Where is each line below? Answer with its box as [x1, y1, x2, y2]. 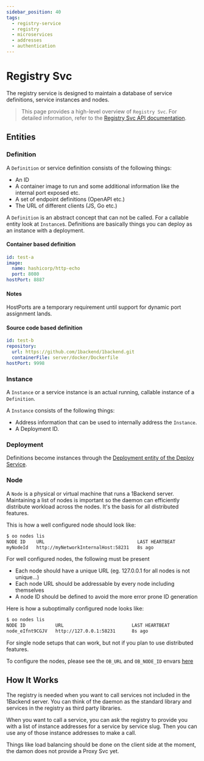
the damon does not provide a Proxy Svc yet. [6, 747, 119, 754]
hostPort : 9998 [6, 360, 45, 366]
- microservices [12, 32, 53, 38]
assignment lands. [6, 310, 52, 317]
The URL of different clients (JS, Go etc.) [15, 202, 118, 209]
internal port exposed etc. [15, 189, 80, 196]
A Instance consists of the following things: [6, 407, 115, 414]
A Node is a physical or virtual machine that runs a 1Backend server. [6, 489, 175, 497]
